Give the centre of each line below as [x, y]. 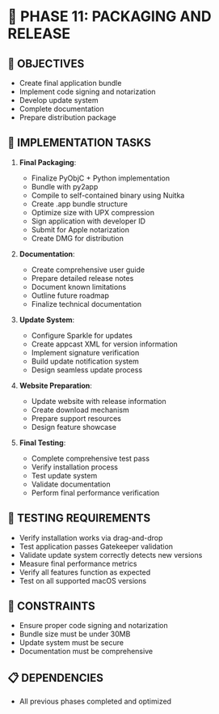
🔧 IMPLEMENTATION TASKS [79, 143]
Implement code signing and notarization [87, 91]
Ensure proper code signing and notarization [93, 626]
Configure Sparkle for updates [82, 335]
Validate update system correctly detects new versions [111, 555]
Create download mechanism [80, 410]
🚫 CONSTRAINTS [52, 606]
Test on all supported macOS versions [83, 580]
